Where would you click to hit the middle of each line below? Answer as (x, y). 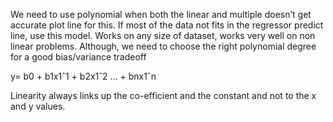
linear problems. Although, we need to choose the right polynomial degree (163, 46)
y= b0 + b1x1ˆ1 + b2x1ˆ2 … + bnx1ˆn (83, 76)
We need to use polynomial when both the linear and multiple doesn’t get (161, 14)
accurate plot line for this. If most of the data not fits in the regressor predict (167, 25)
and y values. (38, 106)
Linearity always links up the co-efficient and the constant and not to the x (163, 95)
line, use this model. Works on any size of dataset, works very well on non (163, 35)
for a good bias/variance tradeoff (78, 57)
